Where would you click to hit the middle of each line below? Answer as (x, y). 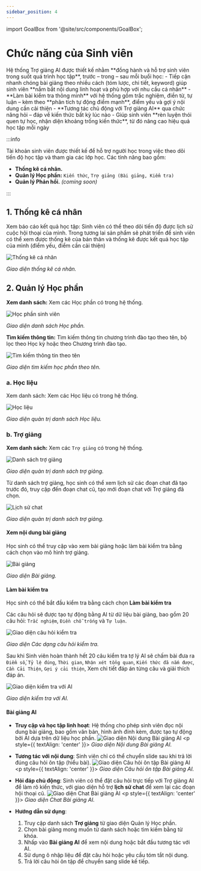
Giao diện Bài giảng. (31, 576)
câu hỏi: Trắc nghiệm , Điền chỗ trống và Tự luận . (67, 621)
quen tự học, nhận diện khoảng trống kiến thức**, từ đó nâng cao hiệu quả (98, 121)
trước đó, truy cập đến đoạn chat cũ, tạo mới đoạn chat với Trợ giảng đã (95, 489)
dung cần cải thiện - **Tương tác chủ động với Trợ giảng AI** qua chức (96, 108)
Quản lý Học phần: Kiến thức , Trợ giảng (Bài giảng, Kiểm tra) (94, 175)
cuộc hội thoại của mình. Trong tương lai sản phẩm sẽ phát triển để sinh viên (100, 233)
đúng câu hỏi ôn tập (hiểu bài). (53, 763)
